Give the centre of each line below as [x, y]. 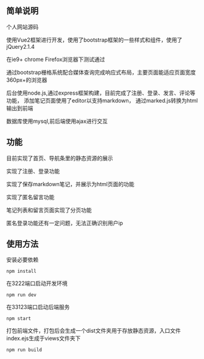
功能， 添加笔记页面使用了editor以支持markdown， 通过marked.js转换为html [102, 100]
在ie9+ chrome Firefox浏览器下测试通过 [56, 59]
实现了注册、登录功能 [33, 171]
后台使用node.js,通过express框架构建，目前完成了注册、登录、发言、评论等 [101, 93]
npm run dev [21, 295]
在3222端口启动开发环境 [37, 283]
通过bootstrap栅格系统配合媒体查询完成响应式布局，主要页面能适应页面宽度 [101, 72]
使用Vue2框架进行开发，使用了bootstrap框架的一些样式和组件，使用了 [94, 40]
